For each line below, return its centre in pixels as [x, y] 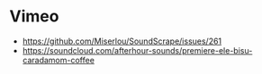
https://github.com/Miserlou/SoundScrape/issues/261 [122, 41]
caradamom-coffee [58, 60]
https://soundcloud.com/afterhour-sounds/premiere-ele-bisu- [137, 50]
